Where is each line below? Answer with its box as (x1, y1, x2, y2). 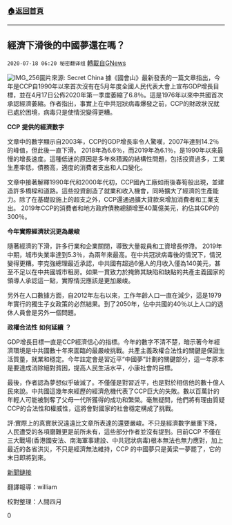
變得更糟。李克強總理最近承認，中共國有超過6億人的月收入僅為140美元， (7, 259, 215, 267)
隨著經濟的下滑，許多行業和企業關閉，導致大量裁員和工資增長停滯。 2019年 (7, 242, 222, 250)
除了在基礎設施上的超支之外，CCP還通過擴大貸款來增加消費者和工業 (19, 195, 214, 204)
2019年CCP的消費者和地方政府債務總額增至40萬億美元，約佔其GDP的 (20, 204, 220, 212)
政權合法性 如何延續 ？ (7, 323, 71, 332)
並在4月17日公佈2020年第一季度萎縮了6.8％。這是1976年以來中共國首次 (19, 91, 224, 99)
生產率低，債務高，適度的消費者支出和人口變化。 (7, 164, 146, 172)
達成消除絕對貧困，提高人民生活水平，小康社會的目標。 (19, 364, 177, 372)
